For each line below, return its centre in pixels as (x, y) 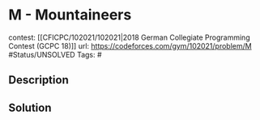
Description (38, 80)
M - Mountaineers (70, 15)
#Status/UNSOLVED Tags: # (55, 54)
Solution (30, 107)
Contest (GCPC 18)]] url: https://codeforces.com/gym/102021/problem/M (130, 45)
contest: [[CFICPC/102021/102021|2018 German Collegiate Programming (129, 37)
